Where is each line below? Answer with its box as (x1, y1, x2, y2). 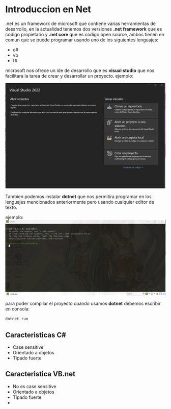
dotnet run (5, 317, 28, 322)
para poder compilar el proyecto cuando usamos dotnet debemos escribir (5, 300, 161, 307)
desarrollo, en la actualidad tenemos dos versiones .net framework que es (5, 26, 162, 32)
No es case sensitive (12, 383, 56, 389)
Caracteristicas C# (5, 330, 66, 339)
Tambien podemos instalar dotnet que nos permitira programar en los (5, 194, 152, 200)
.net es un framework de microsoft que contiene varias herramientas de (5, 20, 156, 27)
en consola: (5, 306, 30, 312)
